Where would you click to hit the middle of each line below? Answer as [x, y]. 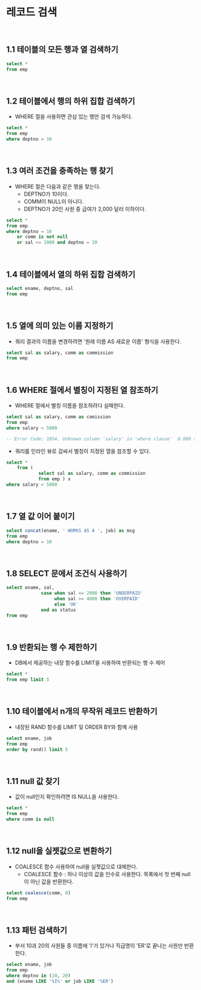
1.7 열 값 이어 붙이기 [40, 517]
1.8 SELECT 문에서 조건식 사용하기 [67, 573]
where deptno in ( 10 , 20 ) [38, 976]
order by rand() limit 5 [37, 749]
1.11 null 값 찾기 [33, 781]
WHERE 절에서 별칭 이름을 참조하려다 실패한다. [70, 405]
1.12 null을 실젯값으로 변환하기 [59, 851]
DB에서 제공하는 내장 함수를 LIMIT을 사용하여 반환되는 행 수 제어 [90, 663]
